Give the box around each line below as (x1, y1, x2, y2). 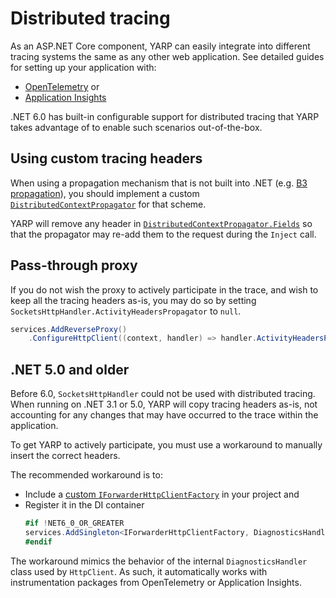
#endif (24, 537, 53, 547)
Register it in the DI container (24, 499, 145, 511)
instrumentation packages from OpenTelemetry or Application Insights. (10, 576, 302, 588)
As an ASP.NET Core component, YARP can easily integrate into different (10, 40, 311, 52)
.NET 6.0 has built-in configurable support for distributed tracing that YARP (10, 110, 320, 122)
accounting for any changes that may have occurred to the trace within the (10, 409, 319, 421)
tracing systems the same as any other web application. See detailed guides (10, 50, 325, 62)
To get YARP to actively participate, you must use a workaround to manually (10, 439, 323, 451)
